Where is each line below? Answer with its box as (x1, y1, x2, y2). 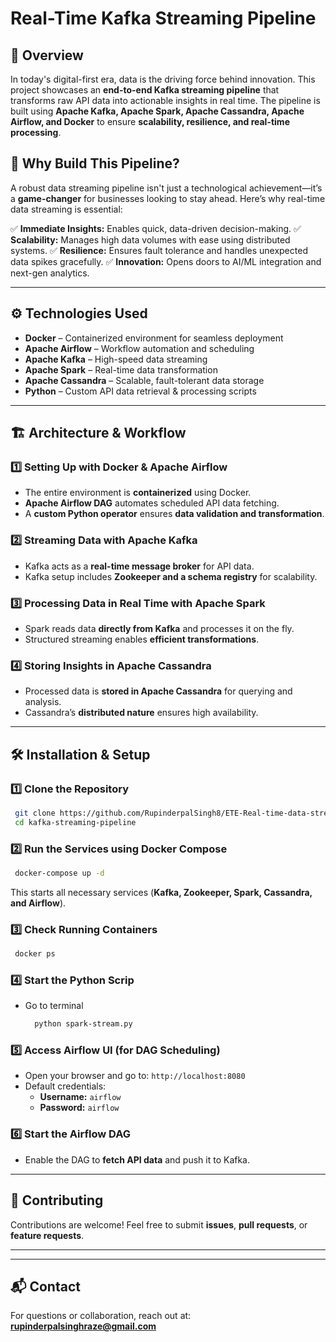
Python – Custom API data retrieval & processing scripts (24, 385, 257, 397)
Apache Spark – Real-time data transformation (24, 363, 218, 376)
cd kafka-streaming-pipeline (14, 817, 137, 827)
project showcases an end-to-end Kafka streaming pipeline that (10, 84, 280, 96)
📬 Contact (10, 1278, 81, 1295)
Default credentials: (24, 1080, 107, 1092)
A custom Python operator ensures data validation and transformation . (24, 508, 325, 520)
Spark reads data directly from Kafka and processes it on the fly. (24, 622, 295, 634)
